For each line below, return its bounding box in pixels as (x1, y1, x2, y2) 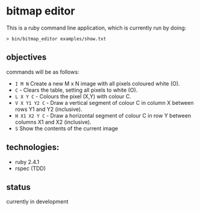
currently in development (6, 198, 69, 206)
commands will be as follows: (6, 68, 80, 75)
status (6, 182, 31, 192)
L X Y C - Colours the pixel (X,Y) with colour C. (14, 92, 131, 100)
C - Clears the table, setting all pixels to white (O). (14, 86, 138, 93)
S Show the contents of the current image (14, 125, 119, 132)
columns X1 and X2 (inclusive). (14, 118, 92, 125)
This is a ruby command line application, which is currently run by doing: (6, 24, 187, 31)
